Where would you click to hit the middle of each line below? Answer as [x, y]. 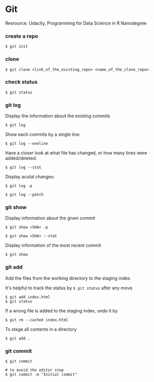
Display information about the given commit [50, 218]
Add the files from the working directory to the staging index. [68, 278]
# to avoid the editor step [35, 370]
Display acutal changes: [30, 177]
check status [21, 82]
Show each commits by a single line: [43, 134]
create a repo [22, 36]
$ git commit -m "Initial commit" [41, 374]
